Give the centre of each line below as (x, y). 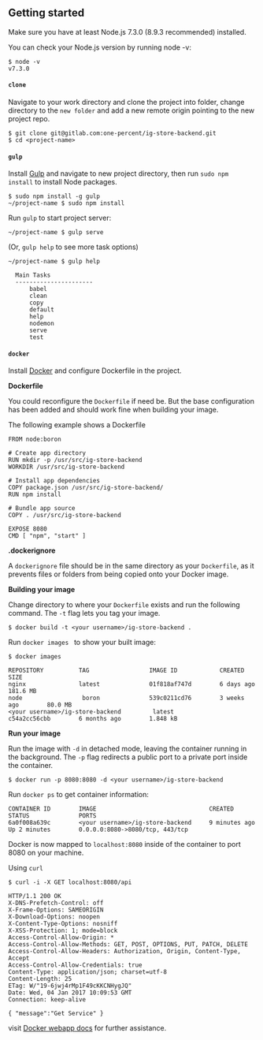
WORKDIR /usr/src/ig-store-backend (67, 467)
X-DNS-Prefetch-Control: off (56, 903)
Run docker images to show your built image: (82, 643)
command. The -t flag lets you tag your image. (84, 613)
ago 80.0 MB (40, 705)
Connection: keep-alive (47, 1000)
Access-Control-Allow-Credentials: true (76, 965)
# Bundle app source (42, 509)
